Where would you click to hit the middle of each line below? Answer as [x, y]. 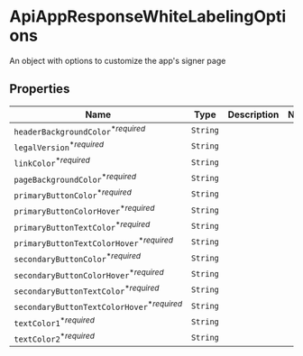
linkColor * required [52, 162]
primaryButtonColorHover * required [84, 210]
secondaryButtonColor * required [78, 258]
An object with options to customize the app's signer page [118, 60]
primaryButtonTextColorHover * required [94, 242]
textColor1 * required [54, 322]
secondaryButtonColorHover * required [89, 274]
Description [253, 114]
